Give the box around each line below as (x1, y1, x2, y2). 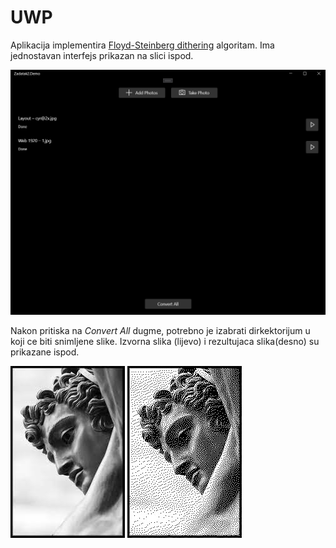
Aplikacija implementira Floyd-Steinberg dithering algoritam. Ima (10, 39, 275, 51)
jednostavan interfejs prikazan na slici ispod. (10, 49, 194, 61)
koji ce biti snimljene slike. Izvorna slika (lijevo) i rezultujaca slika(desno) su (10, 336, 320, 348)
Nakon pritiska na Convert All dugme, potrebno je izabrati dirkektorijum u (10, 325, 311, 337)
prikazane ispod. (10, 346, 80, 358)
